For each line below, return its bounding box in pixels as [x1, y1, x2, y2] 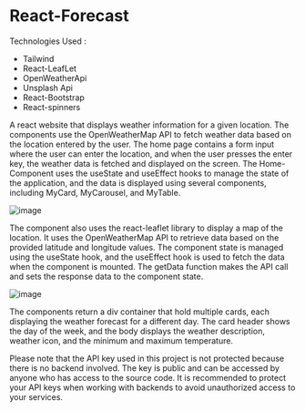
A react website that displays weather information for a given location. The [9, 119, 290, 130]
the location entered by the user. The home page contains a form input [9, 139, 275, 149]
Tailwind [22, 53, 55, 64]
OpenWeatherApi [22, 72, 87, 83]
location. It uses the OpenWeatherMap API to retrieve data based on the [9, 231, 280, 242]
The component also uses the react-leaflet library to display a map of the [9, 222, 284, 233]
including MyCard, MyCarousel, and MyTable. [9, 187, 181, 198]
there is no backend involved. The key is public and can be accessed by [9, 362, 280, 374]
